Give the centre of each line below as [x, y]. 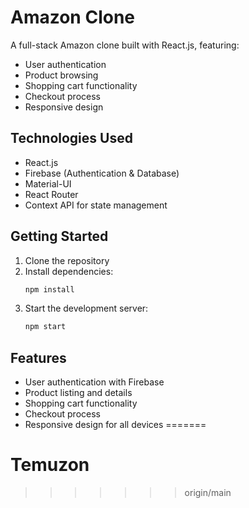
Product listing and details [78, 393]
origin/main [208, 493]
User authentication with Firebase [94, 382]
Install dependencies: [69, 271]
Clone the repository [67, 260]
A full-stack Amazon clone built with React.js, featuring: [125, 45]
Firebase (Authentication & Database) [102, 173]
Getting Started [59, 236]
